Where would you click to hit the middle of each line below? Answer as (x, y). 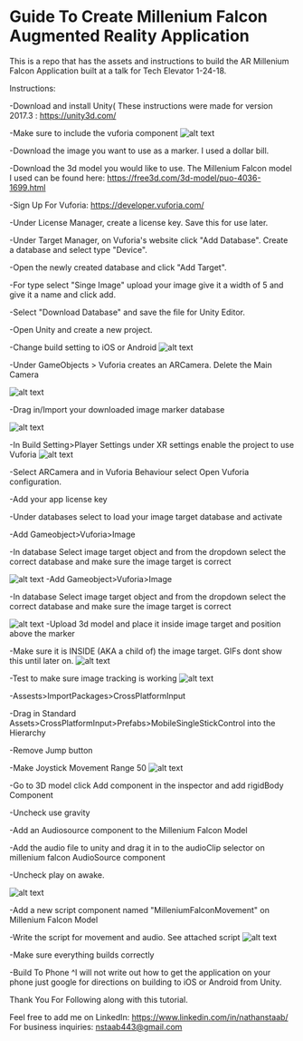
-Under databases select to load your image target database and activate (146, 516)
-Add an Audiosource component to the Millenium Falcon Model (128, 830)
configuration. (35, 482)
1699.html (28, 187)
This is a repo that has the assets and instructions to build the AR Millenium (149, 61)
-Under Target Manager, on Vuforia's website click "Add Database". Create (149, 240)
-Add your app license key (58, 499)
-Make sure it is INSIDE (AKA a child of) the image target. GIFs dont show (146, 651)
